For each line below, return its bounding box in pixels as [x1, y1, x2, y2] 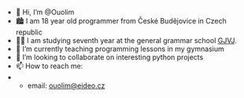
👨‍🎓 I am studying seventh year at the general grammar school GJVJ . [15, 36, 238, 45]
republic [15, 27, 43, 37]
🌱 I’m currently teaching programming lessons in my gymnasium [15, 44, 224, 53]
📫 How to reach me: [15, 61, 83, 71]
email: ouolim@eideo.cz [27, 81, 105, 90]
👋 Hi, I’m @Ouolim [15, 8, 75, 16]
